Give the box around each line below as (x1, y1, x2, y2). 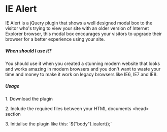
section (5, 111, 21, 117)
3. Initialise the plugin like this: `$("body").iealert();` (5, 120, 112, 127)
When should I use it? (5, 48, 52, 54)
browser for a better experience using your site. (5, 36, 105, 42)
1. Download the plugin (5, 95, 53, 102)
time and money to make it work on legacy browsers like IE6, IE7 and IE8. (5, 71, 158, 77)
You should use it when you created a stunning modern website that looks (5, 60, 160, 67)
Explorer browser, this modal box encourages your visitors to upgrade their (5, 30, 162, 37)
